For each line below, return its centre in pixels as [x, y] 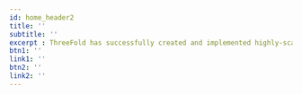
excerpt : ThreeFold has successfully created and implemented [130, 43]
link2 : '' [28, 76]
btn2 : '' [26, 68]
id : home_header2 [42, 17]
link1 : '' [28, 59]
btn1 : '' [26, 51]
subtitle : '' [34, 34]
